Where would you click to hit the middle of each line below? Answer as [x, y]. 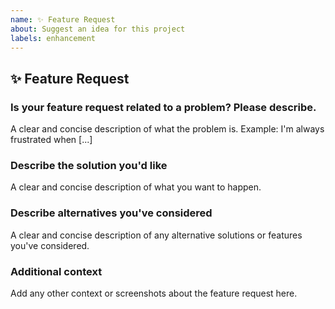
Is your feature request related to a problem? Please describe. [163, 107]
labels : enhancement [53, 38]
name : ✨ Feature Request [63, 19]
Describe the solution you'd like [89, 165]
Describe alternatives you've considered [111, 213]
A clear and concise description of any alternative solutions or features [156, 235]
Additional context [56, 271]
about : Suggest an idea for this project [98, 29]
